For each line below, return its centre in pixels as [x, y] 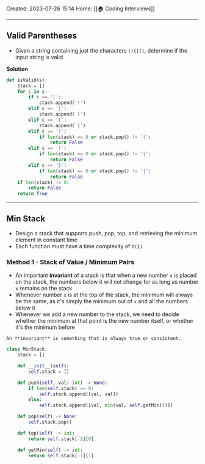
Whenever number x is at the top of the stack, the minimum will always [104, 295]
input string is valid [39, 57]
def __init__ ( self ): [43, 366]
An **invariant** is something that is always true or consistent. [94, 339]
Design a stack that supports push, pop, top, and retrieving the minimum [106, 233]
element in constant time [46, 240]
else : [35, 400]
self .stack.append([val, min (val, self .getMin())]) [106, 405]
